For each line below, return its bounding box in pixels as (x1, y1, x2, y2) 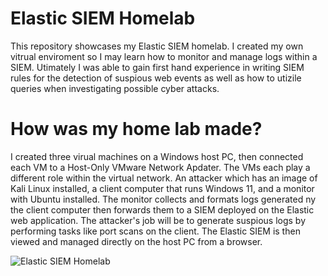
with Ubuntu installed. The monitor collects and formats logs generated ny (10, 193, 317, 205)
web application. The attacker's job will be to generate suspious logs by (10, 214, 307, 226)
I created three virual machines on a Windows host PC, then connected (10, 150, 304, 162)
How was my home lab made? (10, 118, 263, 141)
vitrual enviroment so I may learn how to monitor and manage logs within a (10, 50, 318, 62)
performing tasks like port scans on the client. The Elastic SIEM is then (10, 225, 301, 237)
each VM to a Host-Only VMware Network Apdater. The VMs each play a (10, 161, 311, 173)
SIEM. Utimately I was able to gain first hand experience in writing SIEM (10, 61, 305, 73)
